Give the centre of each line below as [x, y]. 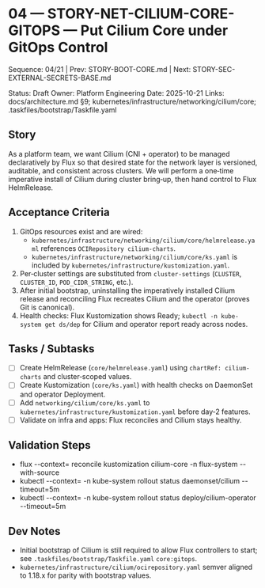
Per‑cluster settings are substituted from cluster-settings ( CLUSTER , [131, 273]
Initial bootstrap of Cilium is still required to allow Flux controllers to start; [138, 550]
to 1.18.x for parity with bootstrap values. [85, 575]
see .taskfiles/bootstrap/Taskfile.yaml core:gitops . [108, 559]
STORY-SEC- [214, 69]
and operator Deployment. [62, 394]
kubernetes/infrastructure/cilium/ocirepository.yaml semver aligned [136, 567]
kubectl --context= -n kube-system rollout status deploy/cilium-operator [138, 498]
